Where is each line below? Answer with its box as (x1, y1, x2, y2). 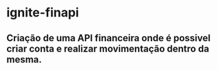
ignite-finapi (6, 5, 79, 21)
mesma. (6, 54, 42, 65)
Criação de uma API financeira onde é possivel (6, 32, 211, 44)
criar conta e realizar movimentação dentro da (6, 43, 209, 54)
